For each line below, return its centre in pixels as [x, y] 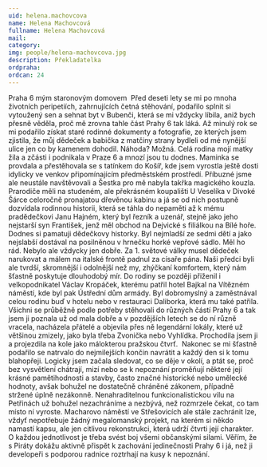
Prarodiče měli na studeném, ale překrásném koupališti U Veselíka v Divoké [132, 191]
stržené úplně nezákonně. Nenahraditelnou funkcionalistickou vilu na [122, 394]
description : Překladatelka [55, 61]
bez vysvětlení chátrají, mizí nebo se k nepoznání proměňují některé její [126, 369]
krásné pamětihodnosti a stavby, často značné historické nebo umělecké [128, 378]
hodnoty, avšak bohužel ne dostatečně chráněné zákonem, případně [121, 386]
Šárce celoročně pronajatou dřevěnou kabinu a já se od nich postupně [124, 200]
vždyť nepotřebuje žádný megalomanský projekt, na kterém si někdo [121, 420]
